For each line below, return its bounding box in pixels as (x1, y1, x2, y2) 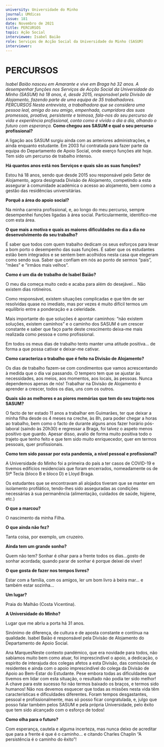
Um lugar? (5, 592, 27, 598)
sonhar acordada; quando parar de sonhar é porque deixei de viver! (5, 558, 142, 564)
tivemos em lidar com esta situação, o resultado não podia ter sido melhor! (5, 675, 156, 681)
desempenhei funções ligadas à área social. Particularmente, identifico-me (5, 212, 157, 218)
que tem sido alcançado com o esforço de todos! (5, 707, 105, 713)
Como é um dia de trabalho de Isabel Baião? (5, 272, 96, 277)
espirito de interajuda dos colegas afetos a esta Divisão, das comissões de (5, 660, 156, 666)
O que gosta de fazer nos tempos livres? (5, 567, 90, 573)
